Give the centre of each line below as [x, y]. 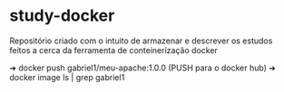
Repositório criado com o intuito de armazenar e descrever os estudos [141, 41]
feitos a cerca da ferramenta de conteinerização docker [113, 50]
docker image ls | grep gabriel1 [67, 77]
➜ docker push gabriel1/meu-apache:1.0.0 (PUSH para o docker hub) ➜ [142, 68]
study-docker [62, 16]
